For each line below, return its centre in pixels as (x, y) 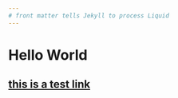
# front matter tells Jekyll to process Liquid (89, 16)
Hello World (48, 55)
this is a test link (49, 84)
